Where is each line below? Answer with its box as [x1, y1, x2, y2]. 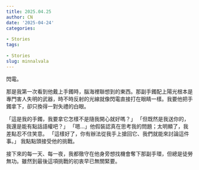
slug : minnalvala [6, 58, 49, 64]
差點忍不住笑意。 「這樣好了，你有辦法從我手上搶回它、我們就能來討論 [6, 130, 179, 137]
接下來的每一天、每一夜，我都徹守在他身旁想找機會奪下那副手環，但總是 [6, 150, 182, 157]
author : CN [6, 14, 33, 20]
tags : [6, 42, 20, 48]
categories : [6, 25, 36, 31]
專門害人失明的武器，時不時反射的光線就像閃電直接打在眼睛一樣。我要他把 [6, 95, 188, 102]
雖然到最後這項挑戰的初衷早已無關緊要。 [21, 158, 120, 165]
